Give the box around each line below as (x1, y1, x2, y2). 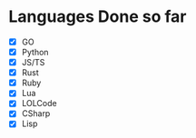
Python (21, 47, 49, 57)
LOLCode (21, 98, 57, 109)
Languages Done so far (8, 6, 187, 27)
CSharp (21, 108, 51, 119)
